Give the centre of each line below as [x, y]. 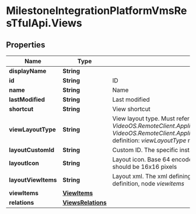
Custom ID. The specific [145, 150]
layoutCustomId [32, 150]
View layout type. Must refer [151, 118]
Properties [26, 45]
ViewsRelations [84, 203]
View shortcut [131, 109]
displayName [28, 71]
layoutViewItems [33, 180]
